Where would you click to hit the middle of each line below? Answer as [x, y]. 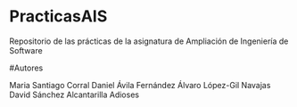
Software [26, 50]
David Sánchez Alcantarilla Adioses [74, 95]
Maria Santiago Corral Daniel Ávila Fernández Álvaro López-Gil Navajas [140, 85]
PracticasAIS [58, 16]
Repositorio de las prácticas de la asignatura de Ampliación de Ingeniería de [149, 41]
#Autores [26, 68]
